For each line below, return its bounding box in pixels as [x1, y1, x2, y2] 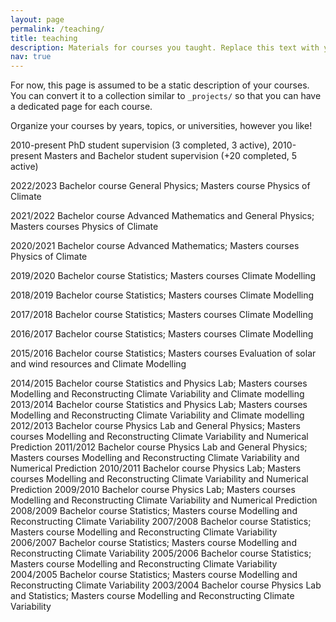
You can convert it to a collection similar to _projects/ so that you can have [10, 90, 322, 102]
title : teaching [10, 33, 78, 43]
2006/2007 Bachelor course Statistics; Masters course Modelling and [10, 537, 297, 549]
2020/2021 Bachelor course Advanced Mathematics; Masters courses [10, 240, 300, 252]
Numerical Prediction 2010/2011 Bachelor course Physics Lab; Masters [10, 462, 302, 475]
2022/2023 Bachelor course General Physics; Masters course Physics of [10, 180, 311, 192]
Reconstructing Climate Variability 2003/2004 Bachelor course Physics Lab [10, 579, 322, 591]
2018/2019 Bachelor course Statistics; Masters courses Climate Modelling [10, 289, 315, 301]
